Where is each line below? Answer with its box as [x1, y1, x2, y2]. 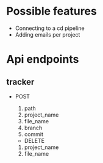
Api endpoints [6, 53, 79, 67]
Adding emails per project [15, 31, 80, 38]
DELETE [24, 137, 44, 144]
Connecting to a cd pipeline [15, 24, 85, 32]
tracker [6, 76, 35, 87]
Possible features [6, 4, 98, 18]
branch [24, 124, 43, 131]
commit [24, 130, 44, 138]
